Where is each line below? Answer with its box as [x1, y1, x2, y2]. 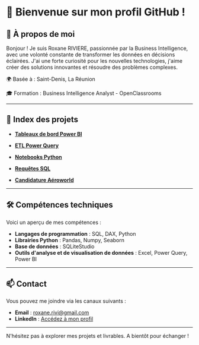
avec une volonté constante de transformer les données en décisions [6, 51, 175, 58]
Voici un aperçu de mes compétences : [6, 219, 102, 226]
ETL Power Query [14, 142, 59, 149]
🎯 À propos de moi [6, 29, 75, 39]
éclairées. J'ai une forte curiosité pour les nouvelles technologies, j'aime [6, 58, 182, 64]
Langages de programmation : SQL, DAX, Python [14, 230, 136, 237]
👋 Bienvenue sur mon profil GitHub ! [6, 5, 185, 19]
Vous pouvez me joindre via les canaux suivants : [6, 297, 126, 305]
